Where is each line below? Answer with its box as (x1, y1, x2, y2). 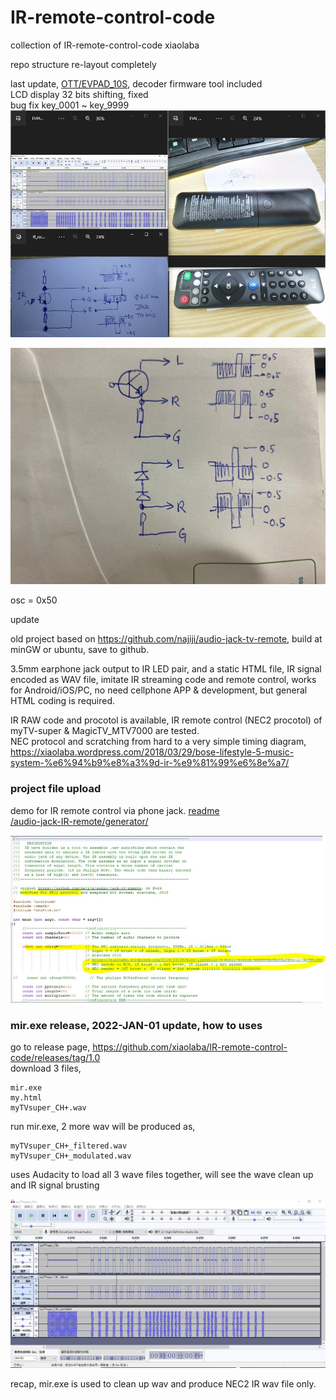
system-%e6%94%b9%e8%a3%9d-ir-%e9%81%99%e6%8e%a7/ (10, 757, 290, 769)
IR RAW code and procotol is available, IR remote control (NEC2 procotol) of (10, 714, 323, 726)
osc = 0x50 (10, 594, 58, 606)
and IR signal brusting (10, 1179, 100, 1191)
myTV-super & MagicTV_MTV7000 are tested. (10, 725, 200, 737)
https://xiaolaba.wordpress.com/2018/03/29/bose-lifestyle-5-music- (10, 746, 295, 758)
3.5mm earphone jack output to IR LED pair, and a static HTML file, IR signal (10, 663, 322, 675)
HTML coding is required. (10, 695, 116, 707)
